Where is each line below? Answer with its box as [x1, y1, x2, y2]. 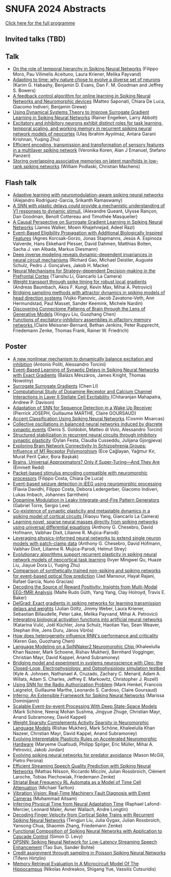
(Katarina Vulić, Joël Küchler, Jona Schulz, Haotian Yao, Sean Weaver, [12, 622, 160, 628]
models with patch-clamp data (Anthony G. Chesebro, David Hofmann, [12, 540, 162, 547]
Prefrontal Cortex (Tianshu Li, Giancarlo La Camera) [12, 273, 123, 279]
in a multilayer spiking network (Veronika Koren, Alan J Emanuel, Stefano [12, 147, 166, 153]
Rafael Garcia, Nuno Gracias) [12, 578, 74, 584]
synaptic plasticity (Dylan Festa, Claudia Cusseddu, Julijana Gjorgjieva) [12, 437, 162, 443]
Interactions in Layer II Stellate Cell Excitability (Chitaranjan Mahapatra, [12, 394, 162, 400]
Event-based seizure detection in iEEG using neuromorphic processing [12, 481, 162, 487]
